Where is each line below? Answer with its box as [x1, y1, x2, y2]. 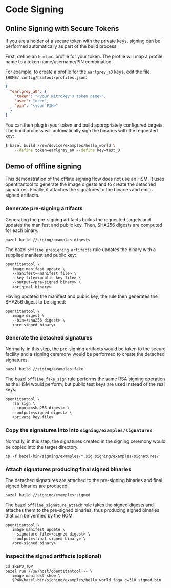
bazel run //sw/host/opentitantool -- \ [5, 568, 93, 574]
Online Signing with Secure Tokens [5, 24, 119, 33]
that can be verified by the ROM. [5, 512, 74, 519]
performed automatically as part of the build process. [5, 43, 118, 49]
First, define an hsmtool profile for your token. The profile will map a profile [5, 53, 163, 59]
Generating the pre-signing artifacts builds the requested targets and [5, 216, 151, 222]
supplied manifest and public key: [5, 252, 76, 258]
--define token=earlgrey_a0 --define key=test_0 [14, 148, 120, 153]
